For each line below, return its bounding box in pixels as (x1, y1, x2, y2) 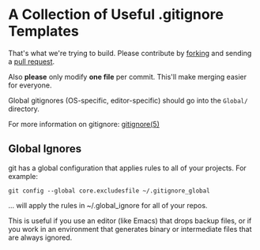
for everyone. (8, 80, 52, 90)
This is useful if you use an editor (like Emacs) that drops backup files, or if (8, 215, 252, 226)
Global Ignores (8, 142, 82, 155)
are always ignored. (8, 233, 73, 242)
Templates (8, 22, 79, 40)
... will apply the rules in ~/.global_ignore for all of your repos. (8, 200, 208, 210)
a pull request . (8, 57, 55, 66)
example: (8, 171, 38, 181)
